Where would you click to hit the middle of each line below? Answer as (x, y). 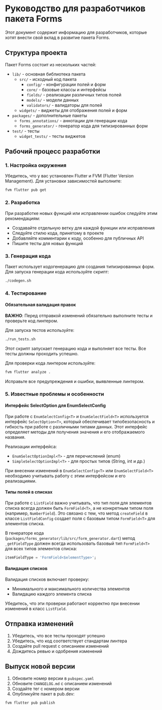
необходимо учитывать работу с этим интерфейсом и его (65, 476)
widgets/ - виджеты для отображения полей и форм (73, 110)
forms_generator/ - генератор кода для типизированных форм (83, 126)
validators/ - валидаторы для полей (64, 105)
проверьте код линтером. (32, 321)
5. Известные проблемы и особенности (55, 394)
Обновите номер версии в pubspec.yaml (53, 678)
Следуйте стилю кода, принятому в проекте (58, 233)
